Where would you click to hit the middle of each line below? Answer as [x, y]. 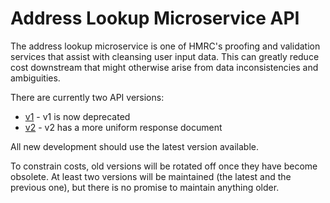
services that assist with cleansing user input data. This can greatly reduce [165, 56]
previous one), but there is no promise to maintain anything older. [145, 187]
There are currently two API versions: [87, 97]
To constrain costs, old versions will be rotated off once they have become [164, 166]
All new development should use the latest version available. [135, 146]
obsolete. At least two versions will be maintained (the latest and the [151, 176]
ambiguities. [35, 78]
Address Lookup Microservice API [155, 18]
